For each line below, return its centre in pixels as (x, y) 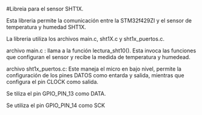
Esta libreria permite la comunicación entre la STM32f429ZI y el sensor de (99, 20)
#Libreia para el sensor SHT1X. (45, 9)
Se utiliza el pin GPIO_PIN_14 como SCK (56, 105)
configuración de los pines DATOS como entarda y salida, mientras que (95, 75)
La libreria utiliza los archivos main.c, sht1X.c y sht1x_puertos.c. (86, 39)
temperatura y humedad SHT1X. (46, 27)
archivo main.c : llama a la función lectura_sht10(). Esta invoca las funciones (101, 51)
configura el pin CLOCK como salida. (52, 82)
